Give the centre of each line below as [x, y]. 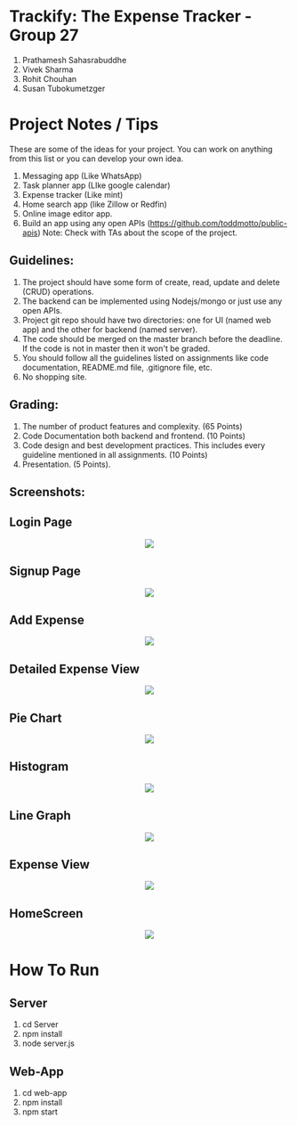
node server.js [48, 1043]
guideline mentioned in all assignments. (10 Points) [115, 454]
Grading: [34, 405]
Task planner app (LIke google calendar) [96, 185]
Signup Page [45, 571]
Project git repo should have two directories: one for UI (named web [146, 320]
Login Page [41, 522]
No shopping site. [54, 377]
